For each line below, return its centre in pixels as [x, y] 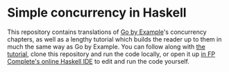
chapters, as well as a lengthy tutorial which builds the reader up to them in [114, 39]
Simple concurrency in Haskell [97, 13]
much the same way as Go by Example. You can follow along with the [107, 46]
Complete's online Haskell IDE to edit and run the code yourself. [98, 61]
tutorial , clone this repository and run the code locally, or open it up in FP [111, 54]
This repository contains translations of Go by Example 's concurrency [107, 32]
